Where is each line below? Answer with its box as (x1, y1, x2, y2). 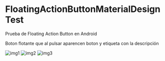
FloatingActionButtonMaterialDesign (5, 3, 161, 15)
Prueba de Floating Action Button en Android (5, 30, 97, 36)
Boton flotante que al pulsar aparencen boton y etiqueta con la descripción (5, 40, 159, 46)
